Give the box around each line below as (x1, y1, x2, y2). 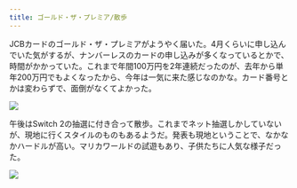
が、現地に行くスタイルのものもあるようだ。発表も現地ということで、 (9, 129, 266, 140)
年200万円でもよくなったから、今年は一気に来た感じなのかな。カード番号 (9, 72, 282, 82)
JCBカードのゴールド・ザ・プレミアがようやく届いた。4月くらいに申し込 (9, 38, 278, 49)
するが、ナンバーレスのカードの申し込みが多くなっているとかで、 (47, 50, 289, 60)
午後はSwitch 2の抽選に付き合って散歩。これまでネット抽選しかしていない (9, 118, 282, 129)
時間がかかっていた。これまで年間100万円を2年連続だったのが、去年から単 (9, 60, 284, 71)
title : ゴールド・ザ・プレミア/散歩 (9, 12, 127, 22)
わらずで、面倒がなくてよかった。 (32, 82, 157, 93)
